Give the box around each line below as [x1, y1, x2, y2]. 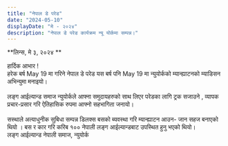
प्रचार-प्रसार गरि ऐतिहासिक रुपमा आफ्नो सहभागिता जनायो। [7, 101, 135, 109]
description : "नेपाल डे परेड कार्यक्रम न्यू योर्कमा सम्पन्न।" [7, 29, 138, 36]
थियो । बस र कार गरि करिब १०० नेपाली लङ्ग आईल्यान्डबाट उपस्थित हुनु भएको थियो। [7, 123, 196, 132]
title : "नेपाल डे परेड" [7, 10, 63, 17]
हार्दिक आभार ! [7, 62, 39, 70]
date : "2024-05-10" [7, 17, 64, 23]
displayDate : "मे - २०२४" [7, 23, 78, 30]
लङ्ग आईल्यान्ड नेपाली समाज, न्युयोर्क [7, 131, 89, 139]
